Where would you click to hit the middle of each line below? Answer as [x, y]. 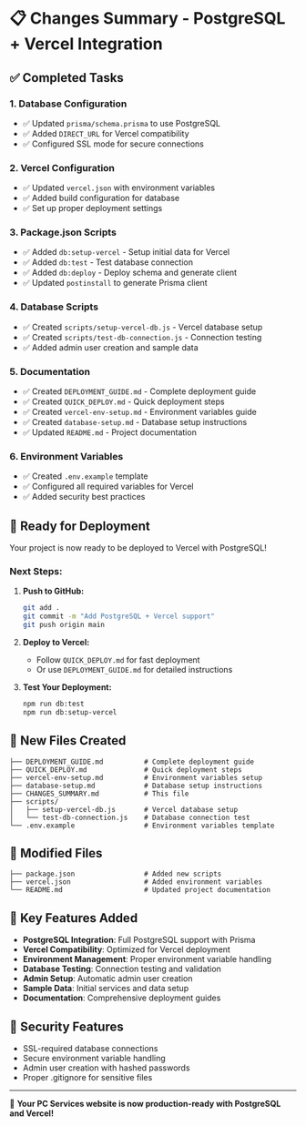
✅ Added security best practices [84, 497]
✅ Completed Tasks [67, 78]
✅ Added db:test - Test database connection [108, 262]
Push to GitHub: [53, 591]
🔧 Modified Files [56, 853]
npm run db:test [53, 704]
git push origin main [63, 625]
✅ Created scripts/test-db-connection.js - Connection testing [142, 337]
